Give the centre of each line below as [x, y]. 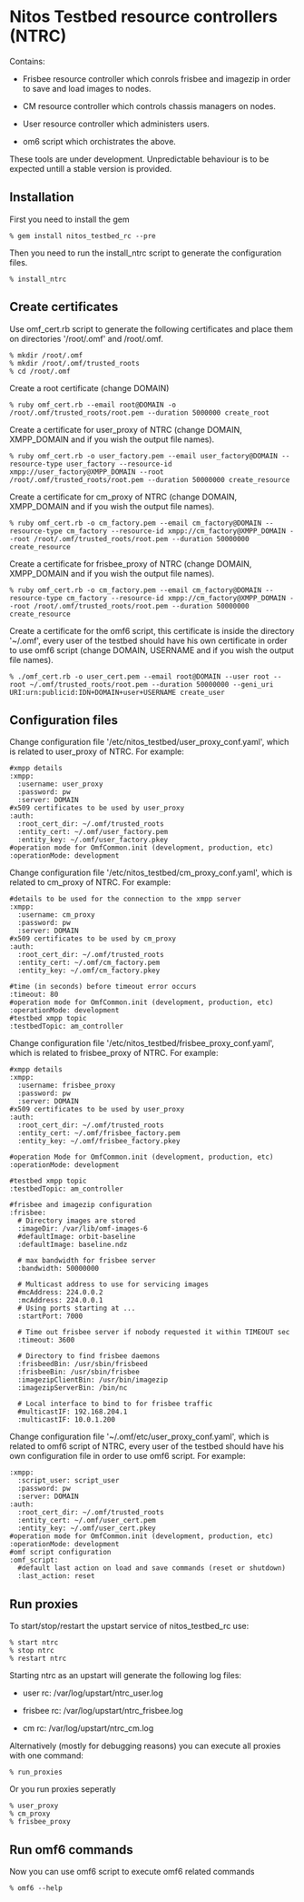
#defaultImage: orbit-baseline [77, 1237]
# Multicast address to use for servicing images [113, 1284]
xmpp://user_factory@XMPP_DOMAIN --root [87, 472]
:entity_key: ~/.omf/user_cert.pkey [87, 1529]
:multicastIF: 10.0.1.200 [67, 1420]
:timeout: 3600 [46, 1340]
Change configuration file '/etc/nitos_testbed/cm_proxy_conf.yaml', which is [151, 873]
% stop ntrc [32, 1651]
